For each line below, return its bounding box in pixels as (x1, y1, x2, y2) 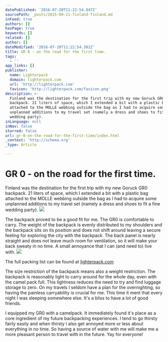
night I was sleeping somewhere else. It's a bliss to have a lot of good (5, 295, 148, 301)
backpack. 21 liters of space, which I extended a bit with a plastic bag (5, 190, 148, 196)
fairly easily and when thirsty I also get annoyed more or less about (5, 320, 143, 326)
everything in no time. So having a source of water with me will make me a (5, 326, 158, 332)
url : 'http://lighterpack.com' (9, 82, 75, 87)
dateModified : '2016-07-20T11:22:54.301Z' (5, 45, 95, 50)
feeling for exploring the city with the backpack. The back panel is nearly (5, 232, 156, 238)
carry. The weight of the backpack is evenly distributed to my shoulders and (5, 221, 162, 228)
